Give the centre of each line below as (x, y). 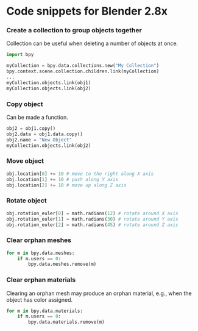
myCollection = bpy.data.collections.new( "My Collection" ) (83, 66)
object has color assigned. (40, 299)
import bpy (20, 55)
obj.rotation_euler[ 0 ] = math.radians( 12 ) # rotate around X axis (92, 213)
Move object (25, 161)
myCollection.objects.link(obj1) (49, 83)
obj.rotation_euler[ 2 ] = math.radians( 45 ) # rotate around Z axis (92, 225)
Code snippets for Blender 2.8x (87, 11)
